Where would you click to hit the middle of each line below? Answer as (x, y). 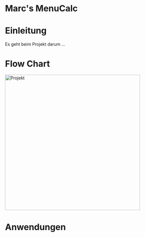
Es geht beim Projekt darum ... (35, 44)
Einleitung (26, 31)
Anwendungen (36, 227)
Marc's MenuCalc (41, 9)
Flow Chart (27, 64)
